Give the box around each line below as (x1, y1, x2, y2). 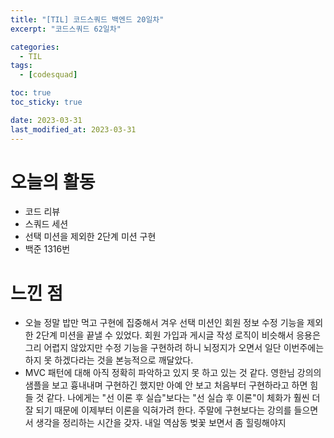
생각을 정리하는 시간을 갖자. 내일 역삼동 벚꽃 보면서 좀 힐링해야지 (35, 417, 287, 429)
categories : (10, 42, 60, 52)
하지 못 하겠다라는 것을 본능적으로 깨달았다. (24, 354, 194, 366)
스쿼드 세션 (24, 218, 69, 230)
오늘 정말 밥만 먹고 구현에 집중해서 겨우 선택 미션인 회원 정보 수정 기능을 (24, 317, 305, 329)
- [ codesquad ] (19, 70, 78, 80)
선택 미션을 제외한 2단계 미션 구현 (24, 231, 157, 243)
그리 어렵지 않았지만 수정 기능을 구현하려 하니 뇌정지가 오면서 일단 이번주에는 (24, 342, 325, 354)
